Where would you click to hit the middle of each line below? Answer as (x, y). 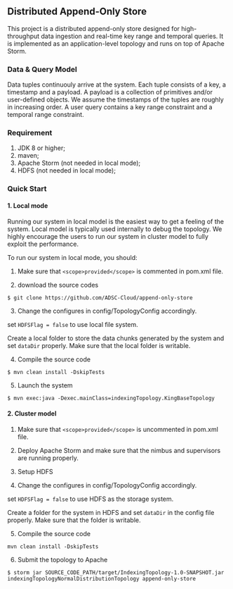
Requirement (30, 133)
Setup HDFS (35, 471)
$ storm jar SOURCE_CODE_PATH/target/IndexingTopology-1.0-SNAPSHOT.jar (116, 572)
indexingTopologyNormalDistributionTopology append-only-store (102, 578)
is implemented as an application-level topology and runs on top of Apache (116, 43)
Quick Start (27, 189)
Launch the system (45, 385)
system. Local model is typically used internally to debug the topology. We (115, 229)
